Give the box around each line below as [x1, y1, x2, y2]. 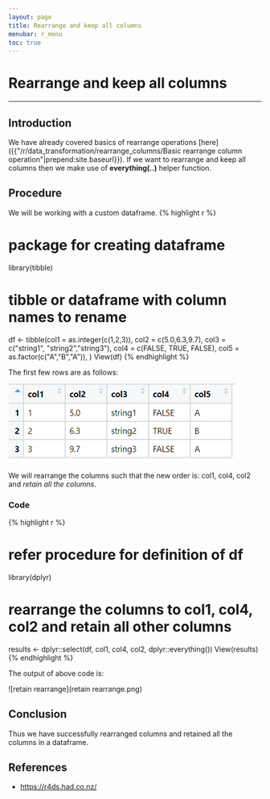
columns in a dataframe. [8, 737, 89, 747]
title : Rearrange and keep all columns [8, 21, 142, 30]
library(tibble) [8, 263, 54, 272]
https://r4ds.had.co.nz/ [19, 782, 97, 792]
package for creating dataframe [8, 236, 226, 254]
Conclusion [8, 707, 67, 721]
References [8, 761, 67, 775]
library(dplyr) [8, 572, 52, 582]
